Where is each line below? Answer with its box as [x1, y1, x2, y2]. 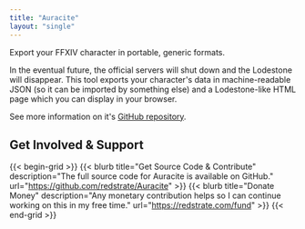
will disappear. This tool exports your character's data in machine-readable [9, 74, 291, 85]
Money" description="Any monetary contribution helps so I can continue [9, 190, 281, 201]
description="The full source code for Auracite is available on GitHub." [9, 171, 274, 182]
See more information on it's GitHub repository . [9, 111, 187, 122]
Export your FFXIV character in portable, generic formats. [9, 46, 226, 57]
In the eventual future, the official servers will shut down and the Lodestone [9, 65, 293, 75]
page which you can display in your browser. [9, 93, 178, 105]
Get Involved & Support [9, 137, 144, 153]
